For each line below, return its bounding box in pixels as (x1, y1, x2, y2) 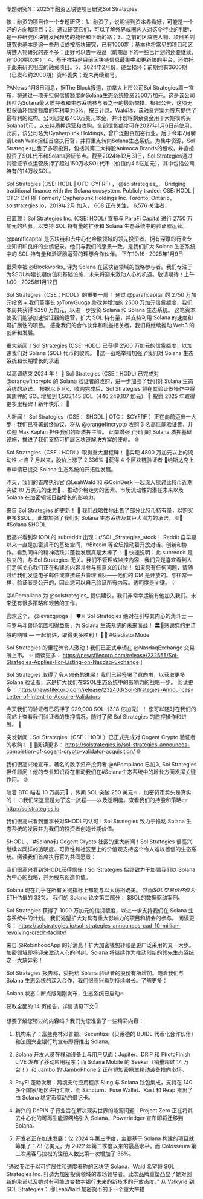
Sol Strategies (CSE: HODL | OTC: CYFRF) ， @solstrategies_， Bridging (6, 181, 186, 187)
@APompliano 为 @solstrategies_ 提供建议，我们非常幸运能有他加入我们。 (6, 592, 192, 599)
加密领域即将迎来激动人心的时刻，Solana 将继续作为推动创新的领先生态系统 (6, 949, 195, 956)
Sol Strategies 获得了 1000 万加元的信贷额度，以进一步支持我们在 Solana (6, 907, 187, 914)
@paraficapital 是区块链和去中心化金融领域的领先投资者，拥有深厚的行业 (6, 235, 187, 242)
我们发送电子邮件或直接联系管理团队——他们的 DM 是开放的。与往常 (16, 571, 187, 579)
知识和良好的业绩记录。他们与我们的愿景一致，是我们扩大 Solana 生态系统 (11, 243, 196, 250)
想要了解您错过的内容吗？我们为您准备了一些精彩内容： (6, 1017, 144, 1025)
